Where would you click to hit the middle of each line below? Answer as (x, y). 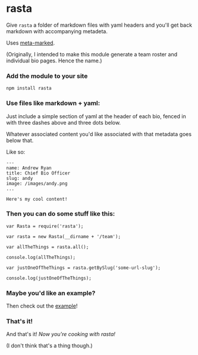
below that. (20, 140)
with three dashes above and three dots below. (63, 122)
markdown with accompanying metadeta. (57, 31)
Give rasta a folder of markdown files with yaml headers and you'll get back (99, 25)
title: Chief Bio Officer (38, 173)
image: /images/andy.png (37, 183)
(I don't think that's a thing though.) (50, 346)
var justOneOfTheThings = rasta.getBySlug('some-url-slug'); (84, 268)
